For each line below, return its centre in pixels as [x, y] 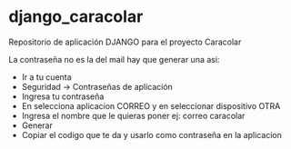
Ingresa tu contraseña [63, 96]
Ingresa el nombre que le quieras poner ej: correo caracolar [133, 115]
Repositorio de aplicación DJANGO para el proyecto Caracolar [125, 42]
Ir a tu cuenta [46, 77]
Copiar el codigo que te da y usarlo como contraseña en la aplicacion [152, 134]
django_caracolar [76, 17]
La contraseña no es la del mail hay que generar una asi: [114, 59]
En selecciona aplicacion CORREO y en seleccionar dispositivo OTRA [151, 105]
